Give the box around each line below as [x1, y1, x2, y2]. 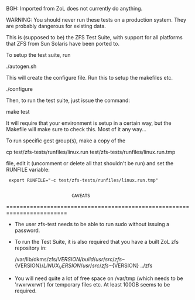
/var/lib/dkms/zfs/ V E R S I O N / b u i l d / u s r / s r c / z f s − [14, 256, 126, 262]
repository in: [14, 244, 47, 251]
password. [14, 227, 40, 234]
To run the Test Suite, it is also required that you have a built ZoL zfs [14, 238, 179, 245]
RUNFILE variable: [6, 166, 50, 173]
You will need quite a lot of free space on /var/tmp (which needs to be [14, 275, 183, 282]
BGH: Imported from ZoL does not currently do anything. [6, 5, 143, 12]
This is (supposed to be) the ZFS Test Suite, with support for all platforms [6, 34, 183, 40]
